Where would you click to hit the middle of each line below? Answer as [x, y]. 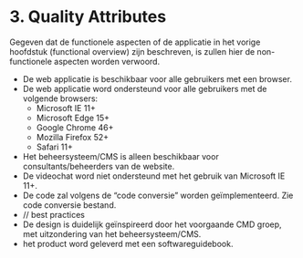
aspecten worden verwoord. [107, 61]
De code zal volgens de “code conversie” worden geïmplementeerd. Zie [158, 195]
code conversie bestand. [69, 205]
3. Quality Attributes [88, 17]
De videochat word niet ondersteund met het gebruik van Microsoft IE [154, 176]
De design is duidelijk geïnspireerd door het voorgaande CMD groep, [152, 224]
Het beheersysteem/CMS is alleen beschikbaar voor [120, 156]
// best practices [53, 214]
